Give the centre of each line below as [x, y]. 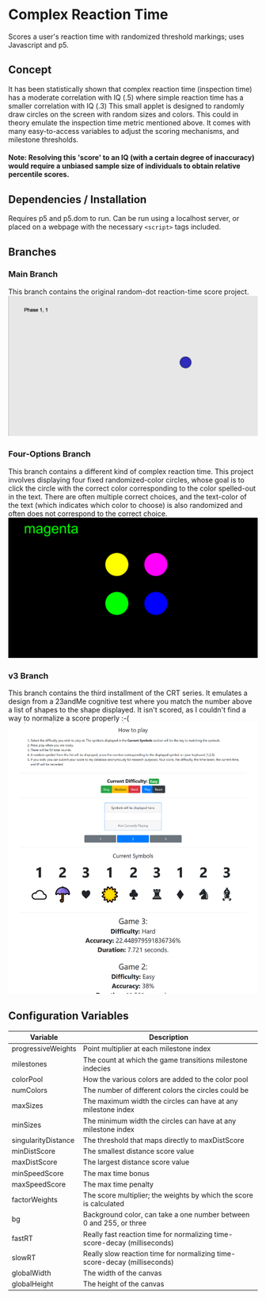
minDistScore [33, 1152]
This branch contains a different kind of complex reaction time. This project [131, 471]
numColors [29, 1091]
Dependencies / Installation [78, 199]
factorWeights [34, 1199]
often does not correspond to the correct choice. [88, 514]
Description [169, 1037]
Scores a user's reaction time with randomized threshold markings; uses [126, 36]
